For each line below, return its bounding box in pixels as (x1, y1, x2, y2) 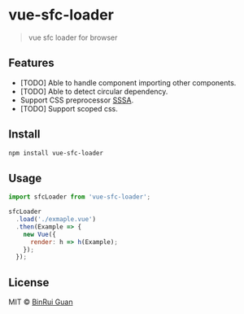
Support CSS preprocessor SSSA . (20, 95, 134, 105)
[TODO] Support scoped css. (20, 103, 118, 113)
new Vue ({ (23, 230, 57, 238)
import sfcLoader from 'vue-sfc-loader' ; (8, 193, 151, 201)
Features (8, 56, 54, 70)
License (8, 275, 50, 290)
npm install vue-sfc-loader (8, 149, 104, 157)
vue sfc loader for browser (28, 33, 118, 42)
